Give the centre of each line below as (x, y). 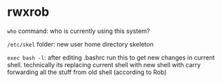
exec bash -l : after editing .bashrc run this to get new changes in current (111, 57)
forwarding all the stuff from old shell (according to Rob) (87, 72)
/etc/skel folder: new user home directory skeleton (80, 44)
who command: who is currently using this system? (79, 31)
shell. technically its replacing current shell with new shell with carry (104, 64)
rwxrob (28, 12)
